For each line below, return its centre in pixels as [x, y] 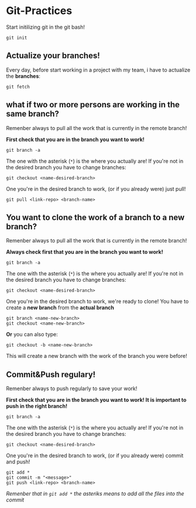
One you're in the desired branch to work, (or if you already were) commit [95, 456]
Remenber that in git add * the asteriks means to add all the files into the [95, 494]
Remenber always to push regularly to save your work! [72, 388]
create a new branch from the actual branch [60, 308]
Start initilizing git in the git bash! [46, 27]
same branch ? [33, 114]
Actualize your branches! [53, 56]
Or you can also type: [32, 335]
